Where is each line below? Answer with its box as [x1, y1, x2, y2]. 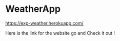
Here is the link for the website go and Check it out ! [5, 30, 115, 36]
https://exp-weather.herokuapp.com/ [5, 20, 84, 26]
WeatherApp [5, 3, 61, 15]
